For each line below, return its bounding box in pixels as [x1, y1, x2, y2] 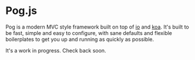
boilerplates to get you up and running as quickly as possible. [5, 36, 154, 43]
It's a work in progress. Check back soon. [5, 47, 106, 54]
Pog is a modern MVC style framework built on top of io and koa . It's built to [5, 23, 189, 30]
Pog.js [5, 4, 38, 17]
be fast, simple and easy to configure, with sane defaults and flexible [5, 29, 173, 36]
